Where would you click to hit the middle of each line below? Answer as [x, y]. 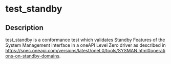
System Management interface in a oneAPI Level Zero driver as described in [85, 45]
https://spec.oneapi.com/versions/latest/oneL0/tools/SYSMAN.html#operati [85, 51]
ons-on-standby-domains [33, 56]
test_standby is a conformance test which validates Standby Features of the [85, 40]
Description [24, 28]
